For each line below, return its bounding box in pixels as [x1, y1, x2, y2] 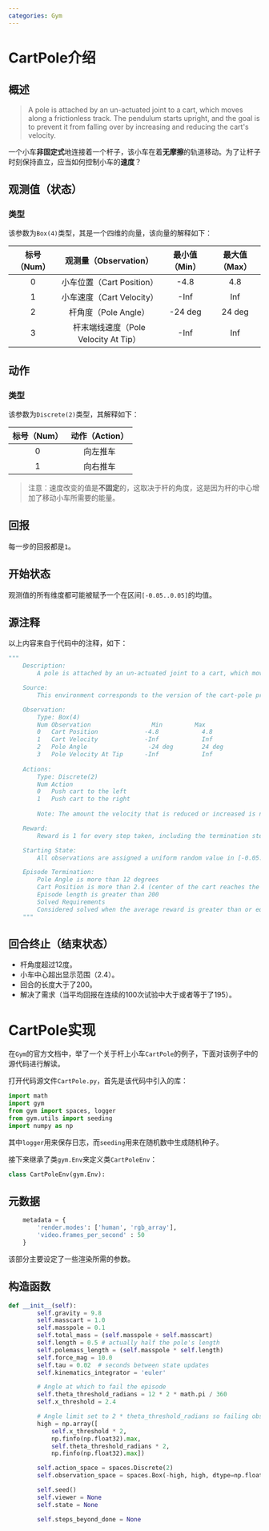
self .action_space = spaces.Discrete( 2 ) [37, 1464, 174, 1473]
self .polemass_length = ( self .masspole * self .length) [37, 1346, 224, 1354]
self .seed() [37, 1486, 78, 1494]
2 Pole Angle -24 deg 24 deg [37, 743, 224, 751]
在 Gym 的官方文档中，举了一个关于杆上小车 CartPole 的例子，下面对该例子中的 [8, 1049, 259, 1058]
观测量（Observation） [65, 256, 154, 267]
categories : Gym [8, 11, 62, 20]
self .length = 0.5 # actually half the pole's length [37, 1339, 220, 1347]
